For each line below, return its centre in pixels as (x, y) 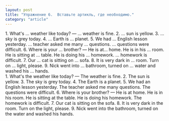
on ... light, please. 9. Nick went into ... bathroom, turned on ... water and (80, 66)
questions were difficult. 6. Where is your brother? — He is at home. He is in (84, 93)
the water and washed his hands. (40, 114)
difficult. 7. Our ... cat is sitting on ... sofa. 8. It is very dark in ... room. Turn (82, 60)
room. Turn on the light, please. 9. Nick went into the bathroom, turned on (82, 108)
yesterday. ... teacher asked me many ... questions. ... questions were (77, 44)
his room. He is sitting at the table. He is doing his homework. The (74, 98)
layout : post (19, 10)
